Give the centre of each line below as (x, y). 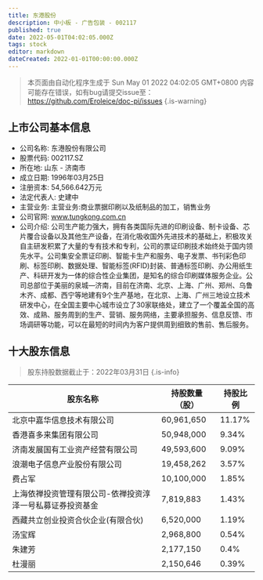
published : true (34, 30)
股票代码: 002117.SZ (51, 158)
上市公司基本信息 (49, 127)
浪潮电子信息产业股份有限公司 (67, 464)
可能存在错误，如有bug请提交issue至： (90, 92)
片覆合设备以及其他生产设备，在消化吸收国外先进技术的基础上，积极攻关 (136, 236)
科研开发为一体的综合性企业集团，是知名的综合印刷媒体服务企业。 (140, 275)
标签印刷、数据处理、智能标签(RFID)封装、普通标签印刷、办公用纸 (140, 265)
